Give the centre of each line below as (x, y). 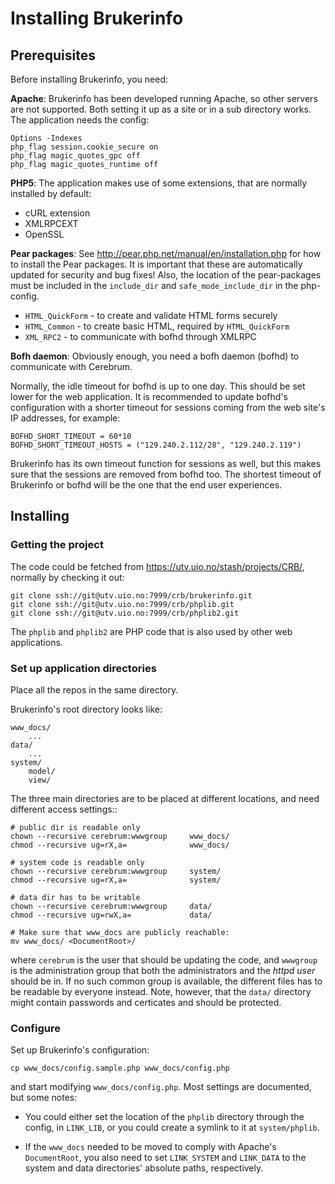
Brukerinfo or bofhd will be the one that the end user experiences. (146, 485)
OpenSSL (44, 234)
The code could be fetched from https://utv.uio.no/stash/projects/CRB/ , (157, 566)
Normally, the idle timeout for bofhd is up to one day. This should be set (158, 386)
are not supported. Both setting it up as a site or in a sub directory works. (161, 109)
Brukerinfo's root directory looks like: (86, 709)
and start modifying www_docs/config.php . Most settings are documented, (161, 1087)
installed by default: (51, 193)
